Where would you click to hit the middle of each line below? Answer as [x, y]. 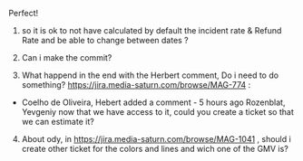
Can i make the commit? [67, 57]
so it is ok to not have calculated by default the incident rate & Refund [151, 30]
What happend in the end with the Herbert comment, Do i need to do [150, 75]
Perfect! [24, 13]
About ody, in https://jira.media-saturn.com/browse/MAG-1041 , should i [156, 139]
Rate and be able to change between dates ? [105, 40]
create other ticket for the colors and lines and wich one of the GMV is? [155, 149]
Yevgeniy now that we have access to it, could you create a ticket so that [157, 112]
